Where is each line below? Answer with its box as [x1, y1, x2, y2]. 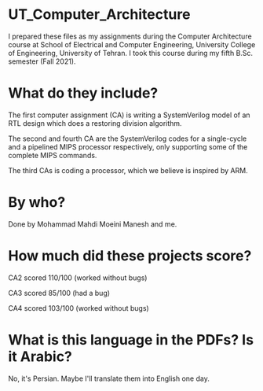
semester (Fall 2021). [8, 57, 76, 66]
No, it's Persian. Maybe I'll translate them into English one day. [8, 374, 210, 383]
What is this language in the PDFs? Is [8, 330, 254, 349]
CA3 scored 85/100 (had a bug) [8, 288, 111, 297]
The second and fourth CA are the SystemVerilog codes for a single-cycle [8, 134, 247, 143]
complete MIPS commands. [8, 150, 97, 160]
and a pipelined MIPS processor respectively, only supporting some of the [8, 142, 248, 151]
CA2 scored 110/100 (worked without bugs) [8, 273, 148, 282]
